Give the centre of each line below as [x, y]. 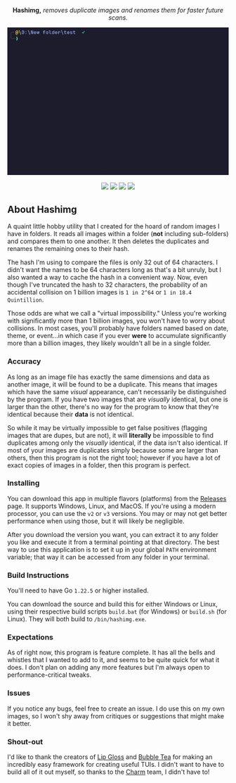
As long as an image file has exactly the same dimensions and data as [109, 377]
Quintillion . [26, 300]
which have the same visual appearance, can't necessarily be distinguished [117, 391]
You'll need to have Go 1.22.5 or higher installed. [78, 590]
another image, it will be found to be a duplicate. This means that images [112, 384]
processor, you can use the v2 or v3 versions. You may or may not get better [117, 513]
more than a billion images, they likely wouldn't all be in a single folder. [109, 343]
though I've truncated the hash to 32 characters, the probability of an [107, 285]
